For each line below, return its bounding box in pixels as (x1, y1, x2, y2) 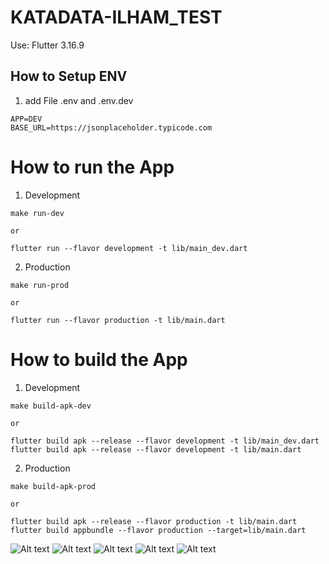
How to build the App (10, 348, 188, 371)
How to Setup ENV (10, 68, 128, 85)
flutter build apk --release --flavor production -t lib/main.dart (10, 516, 298, 526)
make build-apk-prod (10, 481, 97, 491)
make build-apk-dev (10, 401, 92, 411)
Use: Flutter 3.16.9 (10, 39, 85, 51)
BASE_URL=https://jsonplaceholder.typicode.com (10, 122, 213, 133)
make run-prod (10, 280, 70, 290)
